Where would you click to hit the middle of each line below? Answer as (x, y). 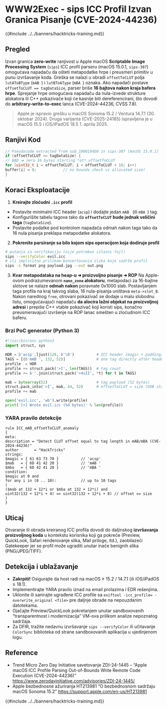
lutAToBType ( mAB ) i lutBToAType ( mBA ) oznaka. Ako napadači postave (77, 82)
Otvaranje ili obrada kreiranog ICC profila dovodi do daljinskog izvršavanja (82, 530)
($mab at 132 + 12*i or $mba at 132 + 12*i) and (56, 490)
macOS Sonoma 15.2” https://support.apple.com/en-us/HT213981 (80, 691)
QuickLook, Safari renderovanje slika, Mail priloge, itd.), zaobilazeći (74, 541)
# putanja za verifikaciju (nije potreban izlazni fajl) (65, 252)
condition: (16, 472)
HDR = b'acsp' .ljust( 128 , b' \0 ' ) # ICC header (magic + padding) (84, 355)
